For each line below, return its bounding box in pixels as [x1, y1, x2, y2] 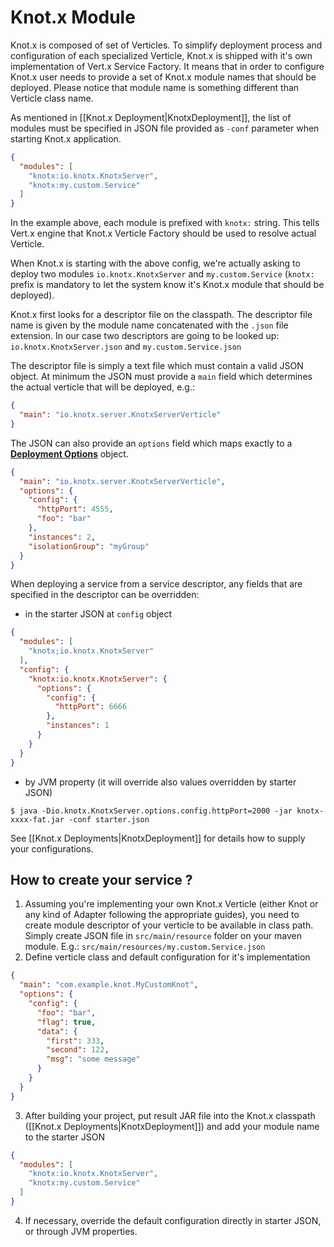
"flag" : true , [36, 1017, 97, 1027]
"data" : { [36, 1026, 78, 1036]
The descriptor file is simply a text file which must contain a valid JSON [10, 360, 304, 372]
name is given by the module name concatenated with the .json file [10, 319, 289, 331]
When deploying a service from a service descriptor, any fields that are [10, 578, 303, 590]
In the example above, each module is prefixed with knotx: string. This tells [10, 217, 320, 229]
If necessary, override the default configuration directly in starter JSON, [24, 1214, 322, 1226]
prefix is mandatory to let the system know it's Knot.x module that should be [10, 279, 325, 291]
